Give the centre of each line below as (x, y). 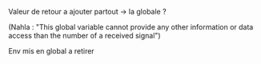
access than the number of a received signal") (85, 36)
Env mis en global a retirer (51, 51)
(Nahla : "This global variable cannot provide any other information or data (131, 27)
